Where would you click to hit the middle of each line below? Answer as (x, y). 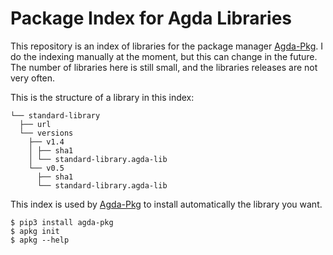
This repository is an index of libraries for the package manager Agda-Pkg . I (166, 46)
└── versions (46, 133)
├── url (35, 124)
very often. (33, 78)
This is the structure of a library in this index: (102, 97)
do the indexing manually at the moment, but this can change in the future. (164, 56)
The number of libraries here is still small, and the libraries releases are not (164, 67)
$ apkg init (35, 231)
